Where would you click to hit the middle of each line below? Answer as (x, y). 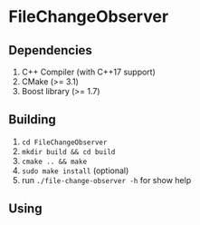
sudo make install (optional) (75, 171)
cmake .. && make (54, 161)
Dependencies (50, 50)
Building (32, 120)
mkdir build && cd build (68, 152)
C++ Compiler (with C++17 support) (88, 72)
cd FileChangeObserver (64, 142)
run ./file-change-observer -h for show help (106, 180)
